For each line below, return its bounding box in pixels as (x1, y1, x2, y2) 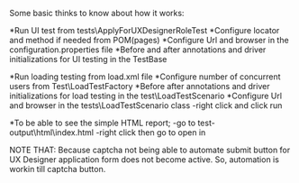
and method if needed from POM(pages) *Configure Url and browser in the (9, 35, 290, 45)
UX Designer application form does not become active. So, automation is (9, 154, 279, 165)
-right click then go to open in (95, 127, 206, 138)
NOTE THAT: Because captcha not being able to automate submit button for (9, 144, 291, 155)
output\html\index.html (9, 127, 95, 138)
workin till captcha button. (9, 164, 106, 174)
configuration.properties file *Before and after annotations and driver (9, 44, 267, 55)
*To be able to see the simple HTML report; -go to (9, 117, 196, 128)
